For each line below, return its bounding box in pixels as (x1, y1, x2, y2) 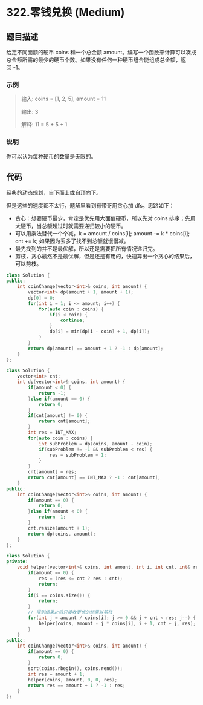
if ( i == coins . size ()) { (28, 592, 91, 598)
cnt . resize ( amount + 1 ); (28, 525, 91, 531)
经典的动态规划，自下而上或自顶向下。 (6, 189, 101, 197)
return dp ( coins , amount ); (28, 531, 96, 537)
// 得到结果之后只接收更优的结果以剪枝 (28, 609, 113, 615)
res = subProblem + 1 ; (49, 452, 107, 458)
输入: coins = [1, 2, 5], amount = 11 (21, 95, 106, 103)
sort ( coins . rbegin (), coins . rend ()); (28, 665, 123, 672)
